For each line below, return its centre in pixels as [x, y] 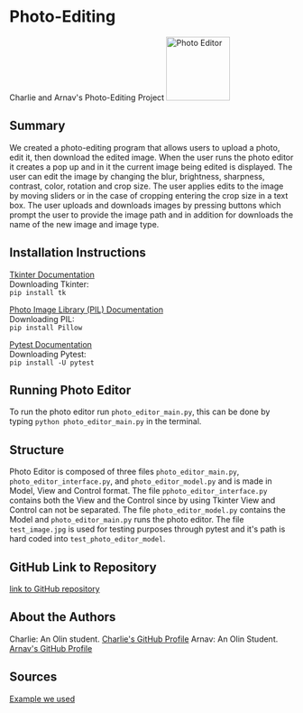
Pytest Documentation [51, 344]
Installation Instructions [78, 253]
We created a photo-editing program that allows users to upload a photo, [145, 147]
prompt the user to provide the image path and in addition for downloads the [151, 215]
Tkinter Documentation [52, 274]
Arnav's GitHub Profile [51, 648]
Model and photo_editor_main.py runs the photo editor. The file [127, 520]
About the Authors [63, 617]
